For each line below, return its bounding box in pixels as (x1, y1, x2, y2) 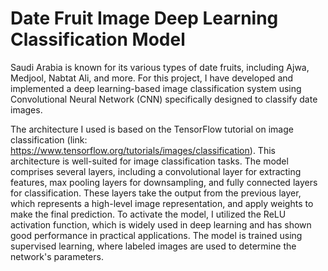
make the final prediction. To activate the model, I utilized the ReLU (10, 208, 287, 220)
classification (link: (10, 133, 88, 146)
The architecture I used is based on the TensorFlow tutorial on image (10, 123, 294, 135)
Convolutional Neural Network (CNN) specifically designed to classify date (10, 93, 318, 105)
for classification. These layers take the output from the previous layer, (10, 187, 302, 199)
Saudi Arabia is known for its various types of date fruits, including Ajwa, (10, 61, 310, 73)
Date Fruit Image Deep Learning (10, 7, 279, 30)
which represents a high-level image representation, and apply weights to (10, 197, 314, 209)
